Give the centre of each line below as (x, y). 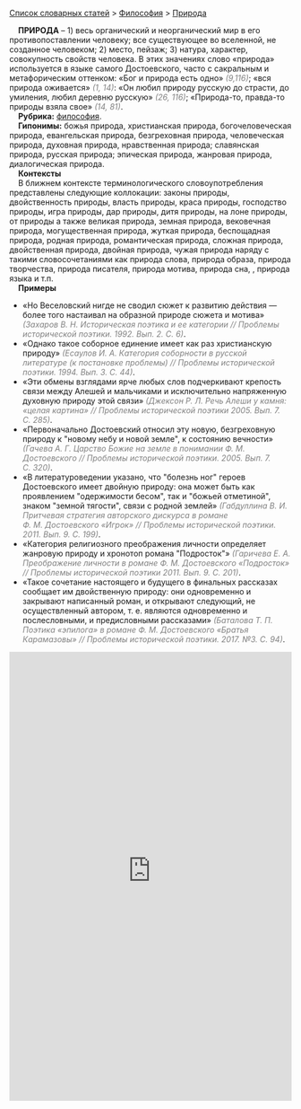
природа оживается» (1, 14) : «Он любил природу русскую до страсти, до (149, 88)
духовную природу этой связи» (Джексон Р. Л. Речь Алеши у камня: (154, 400)
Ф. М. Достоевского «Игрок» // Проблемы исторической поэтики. (149, 525)
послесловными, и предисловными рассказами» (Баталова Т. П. (147, 620)
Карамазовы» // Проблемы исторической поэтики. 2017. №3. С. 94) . (154, 639)
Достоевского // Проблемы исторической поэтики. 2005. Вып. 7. (146, 458)
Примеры (37, 288)
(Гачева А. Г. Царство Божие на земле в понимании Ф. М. (133, 449)
